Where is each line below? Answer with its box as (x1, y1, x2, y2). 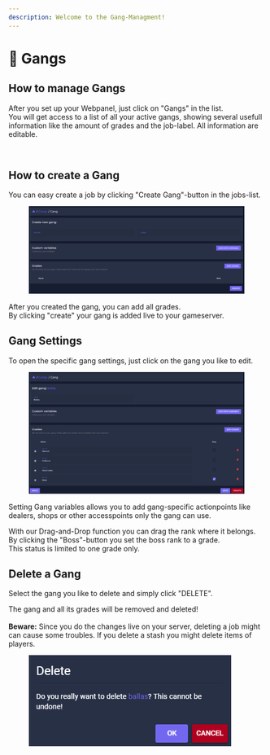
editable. (8, 129, 38, 138)
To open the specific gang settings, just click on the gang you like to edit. (8, 355, 254, 366)
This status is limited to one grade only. (8, 543, 140, 553)
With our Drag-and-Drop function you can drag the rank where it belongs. (8, 526, 256, 536)
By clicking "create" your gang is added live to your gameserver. (8, 310, 224, 320)
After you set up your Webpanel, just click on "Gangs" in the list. (8, 103, 224, 113)
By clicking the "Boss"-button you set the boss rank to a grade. (8, 534, 220, 545)
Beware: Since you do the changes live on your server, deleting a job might (8, 621, 260, 631)
